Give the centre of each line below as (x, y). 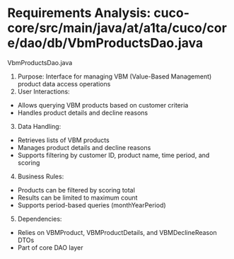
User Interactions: (43, 91)
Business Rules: (41, 176)
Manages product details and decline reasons (84, 147)
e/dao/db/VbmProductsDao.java (105, 43)
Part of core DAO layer (50, 247)
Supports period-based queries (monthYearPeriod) (92, 205)
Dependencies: (40, 219)
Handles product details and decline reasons (83, 113)
